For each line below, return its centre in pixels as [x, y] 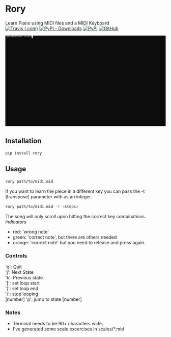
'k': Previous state [24, 277]
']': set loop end [22, 288]
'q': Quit [13, 267]
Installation [23, 141]
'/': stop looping [22, 294]
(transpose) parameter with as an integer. [49, 196]
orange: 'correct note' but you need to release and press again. [79, 242]
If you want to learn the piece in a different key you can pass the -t [75, 191]
